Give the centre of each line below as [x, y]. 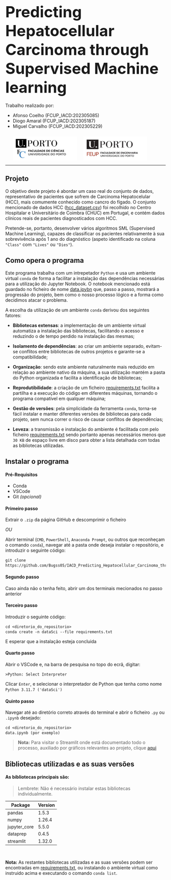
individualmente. [35, 794]
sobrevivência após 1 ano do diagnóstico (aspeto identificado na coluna [80, 239]
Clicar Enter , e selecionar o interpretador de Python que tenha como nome [83, 684]
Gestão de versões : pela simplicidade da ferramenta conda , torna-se [84, 408]
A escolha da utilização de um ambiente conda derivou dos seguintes [77, 310]
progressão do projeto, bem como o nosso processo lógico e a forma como [84, 295]
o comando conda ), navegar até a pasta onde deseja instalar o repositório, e [84, 545]
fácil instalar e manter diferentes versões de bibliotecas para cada [82, 414]
